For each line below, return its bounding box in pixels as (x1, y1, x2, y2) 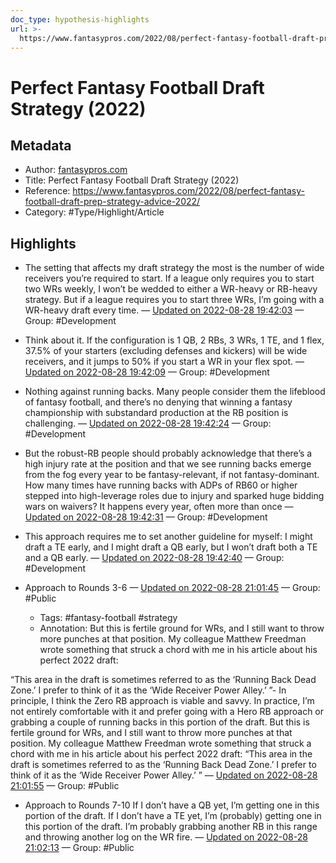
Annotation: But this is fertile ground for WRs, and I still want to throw (39, 622, 325, 635)
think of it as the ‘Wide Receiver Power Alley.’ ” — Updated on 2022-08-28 (10, 769, 318, 781)
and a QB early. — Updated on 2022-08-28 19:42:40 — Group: (24, 552, 285, 564)
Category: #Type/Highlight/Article (24, 206, 165, 218)
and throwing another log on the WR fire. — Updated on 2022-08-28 (24, 831, 308, 843)
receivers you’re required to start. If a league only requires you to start (24, 272, 315, 285)
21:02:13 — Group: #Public (24, 842, 135, 854)
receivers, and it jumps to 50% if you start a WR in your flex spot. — (24, 356, 305, 368)
